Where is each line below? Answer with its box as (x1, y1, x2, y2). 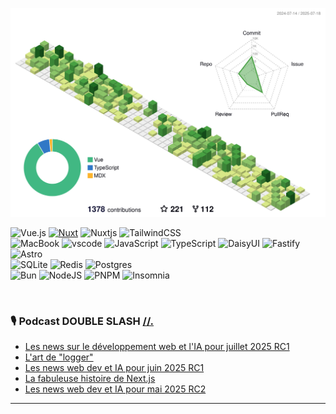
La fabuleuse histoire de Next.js (24, 373, 156, 385)
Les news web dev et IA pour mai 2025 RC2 (24, 383, 207, 395)
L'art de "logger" (24, 351, 94, 363)
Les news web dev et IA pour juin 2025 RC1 (24, 362, 205, 374)
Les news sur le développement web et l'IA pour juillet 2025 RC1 (24, 341, 290, 353)
